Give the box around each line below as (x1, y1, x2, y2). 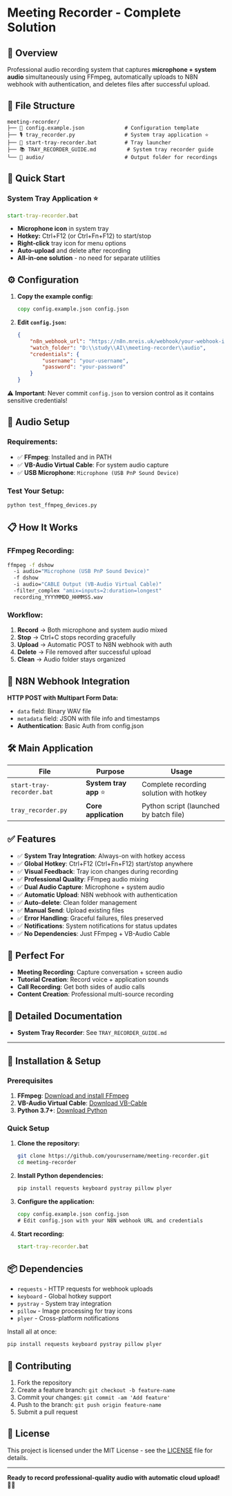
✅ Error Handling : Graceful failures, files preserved (17, 914, 164, 922)
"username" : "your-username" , (42, 357, 129, 364)
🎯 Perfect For (7, 949, 65, 962)
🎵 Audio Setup (7, 416, 70, 428)
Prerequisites (7, 1076, 53, 1085)
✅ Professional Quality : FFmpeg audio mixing (17, 875, 148, 883)
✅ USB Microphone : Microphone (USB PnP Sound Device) (17, 468, 180, 476)
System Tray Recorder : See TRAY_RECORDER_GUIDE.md (17, 1029, 167, 1037)
